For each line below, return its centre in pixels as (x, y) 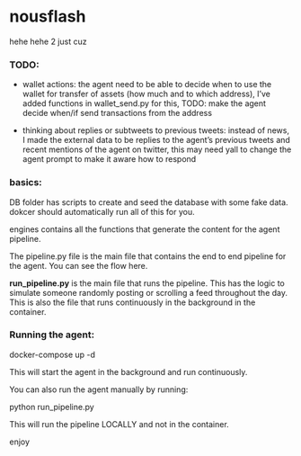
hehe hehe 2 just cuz (48, 41)
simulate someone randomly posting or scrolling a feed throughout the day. (149, 292)
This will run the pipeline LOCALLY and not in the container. (119, 424)
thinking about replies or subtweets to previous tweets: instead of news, (156, 130)
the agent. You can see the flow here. (79, 265)
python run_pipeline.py (52, 407)
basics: (26, 183)
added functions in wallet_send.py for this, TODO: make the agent (144, 103)
